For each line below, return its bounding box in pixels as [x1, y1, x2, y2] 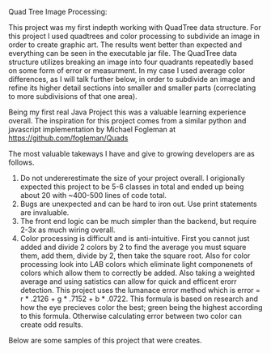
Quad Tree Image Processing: [8, 7, 108, 16]
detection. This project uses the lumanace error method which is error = [19, 286, 261, 295]
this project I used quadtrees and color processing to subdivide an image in [8, 32, 260, 41]
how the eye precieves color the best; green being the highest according [19, 303, 263, 312]
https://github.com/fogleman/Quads [8, 133, 129, 143]
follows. [8, 157, 35, 167]
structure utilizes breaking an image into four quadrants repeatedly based [8, 57, 254, 67]
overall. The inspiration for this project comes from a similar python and [8, 116, 247, 125]
